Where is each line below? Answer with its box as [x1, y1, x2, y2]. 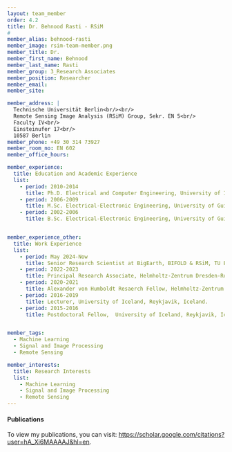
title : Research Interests [13, 368, 91, 374]
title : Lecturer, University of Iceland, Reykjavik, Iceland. [25, 298, 209, 305]
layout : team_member [7, 10, 67, 17]
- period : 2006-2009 [19, 196, 79, 203]
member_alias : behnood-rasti [7, 36, 91, 43]
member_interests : [7, 361, 60, 368]
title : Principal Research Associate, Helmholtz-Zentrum [25, 273, 193, 280]
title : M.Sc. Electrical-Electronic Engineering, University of [25, 202, 215, 210]
